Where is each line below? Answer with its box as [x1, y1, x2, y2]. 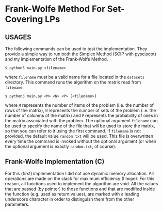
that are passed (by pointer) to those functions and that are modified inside [5, 186, 155, 192]
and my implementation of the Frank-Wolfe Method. [5, 56, 108, 62]
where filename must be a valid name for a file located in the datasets [5, 74, 145, 80]
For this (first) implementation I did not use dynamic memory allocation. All [5, 170, 154, 176]
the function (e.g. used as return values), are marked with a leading [5, 191, 140, 197]
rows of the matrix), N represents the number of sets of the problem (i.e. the [5, 108, 156, 113]
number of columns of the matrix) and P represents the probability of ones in [5, 113, 158, 118]
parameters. [5, 201, 30, 207]
